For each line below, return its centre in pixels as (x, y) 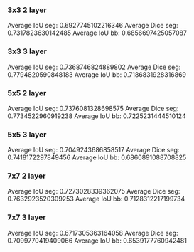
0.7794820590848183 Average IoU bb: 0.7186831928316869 (97, 74)
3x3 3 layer (27, 51)
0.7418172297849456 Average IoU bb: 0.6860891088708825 (97, 157)
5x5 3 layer (27, 135)
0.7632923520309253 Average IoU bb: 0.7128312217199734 (96, 199)
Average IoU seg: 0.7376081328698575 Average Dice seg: (93, 108)
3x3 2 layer (27, 10)
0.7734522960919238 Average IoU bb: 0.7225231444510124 (97, 116)
